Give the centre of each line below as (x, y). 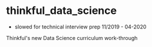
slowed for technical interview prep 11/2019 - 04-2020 (80, 27)
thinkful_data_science (61, 11)
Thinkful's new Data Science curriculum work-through (72, 38)
